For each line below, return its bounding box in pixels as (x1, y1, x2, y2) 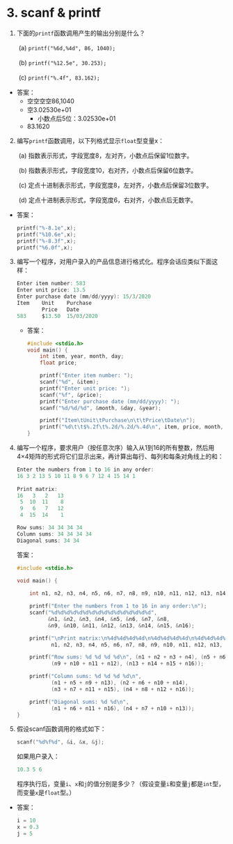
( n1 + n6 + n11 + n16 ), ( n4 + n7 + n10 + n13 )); (51, 704, 195, 712)
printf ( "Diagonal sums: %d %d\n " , (29, 698, 129, 705)
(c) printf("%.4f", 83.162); (18, 73, 100, 82)
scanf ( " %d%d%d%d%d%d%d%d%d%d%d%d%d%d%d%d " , (29, 609, 158, 617)
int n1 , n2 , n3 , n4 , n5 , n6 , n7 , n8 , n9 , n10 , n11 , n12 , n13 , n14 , (29, 590, 229, 597)
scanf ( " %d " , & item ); (40, 379, 99, 386)
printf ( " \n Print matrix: (29, 635, 102, 642)
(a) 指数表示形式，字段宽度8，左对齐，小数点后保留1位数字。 (18, 151, 193, 160)
